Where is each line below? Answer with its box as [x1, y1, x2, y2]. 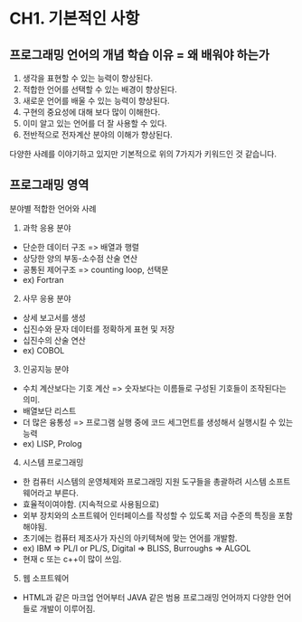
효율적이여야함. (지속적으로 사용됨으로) [22, 498, 160, 509]
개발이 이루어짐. [39, 603, 96, 614]
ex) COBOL [22, 344, 65, 355]
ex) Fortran [22, 274, 64, 285]
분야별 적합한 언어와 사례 [9, 203, 97, 213]
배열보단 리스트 [22, 405, 77, 416]
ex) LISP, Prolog [22, 438, 83, 448]
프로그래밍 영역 [9, 177, 90, 193]
